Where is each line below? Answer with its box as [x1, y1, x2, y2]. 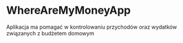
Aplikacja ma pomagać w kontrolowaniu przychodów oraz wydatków [6, 23, 177, 30]
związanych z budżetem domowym [6, 29, 95, 36]
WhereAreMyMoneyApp [6, 4, 131, 17]
